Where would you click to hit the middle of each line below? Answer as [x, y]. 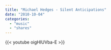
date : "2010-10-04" [25, 14]
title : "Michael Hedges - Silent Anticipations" [56, 10]
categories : [17, 19]
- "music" [19, 24]
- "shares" [21, 28]
